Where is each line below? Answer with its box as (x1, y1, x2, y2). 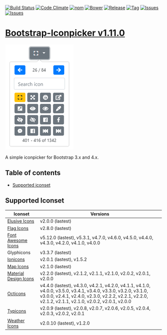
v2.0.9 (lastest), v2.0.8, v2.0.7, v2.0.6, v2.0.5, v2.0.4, (40, 305, 151, 311)
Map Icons (7, 263, 29, 269)
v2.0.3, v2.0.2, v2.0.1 (40, 311, 85, 317)
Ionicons (7, 256, 25, 262)
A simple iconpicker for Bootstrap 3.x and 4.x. (5, 154, 99, 160)
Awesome (7, 237, 28, 243)
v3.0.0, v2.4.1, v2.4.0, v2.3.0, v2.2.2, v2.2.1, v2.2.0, (40, 293, 148, 299)
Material (7, 270, 24, 276)
